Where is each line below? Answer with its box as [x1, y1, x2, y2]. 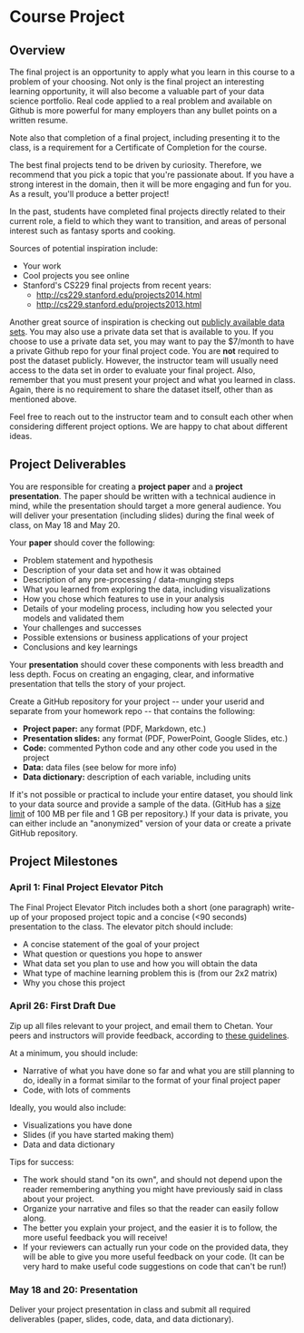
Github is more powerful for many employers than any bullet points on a [9, 105, 278, 115]
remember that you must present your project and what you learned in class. [9, 375, 296, 385]
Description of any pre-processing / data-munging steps [22, 573, 234, 584]
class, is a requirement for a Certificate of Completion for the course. [9, 142, 268, 152]
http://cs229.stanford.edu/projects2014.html [35, 289, 202, 300]
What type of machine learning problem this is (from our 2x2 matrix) [22, 967, 279, 978]
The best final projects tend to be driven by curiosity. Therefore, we [9, 160, 262, 170]
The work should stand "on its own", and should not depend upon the [22, 1173, 283, 1185]
